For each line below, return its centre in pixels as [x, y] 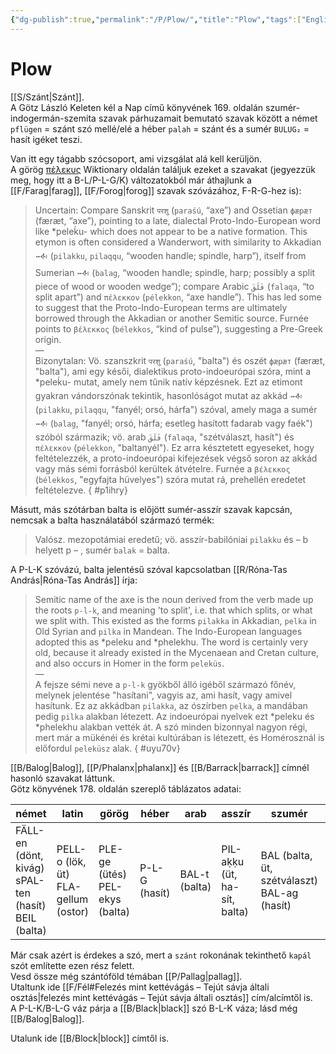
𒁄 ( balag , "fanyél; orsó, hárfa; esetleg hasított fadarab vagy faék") [173, 423]
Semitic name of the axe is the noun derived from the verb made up [174, 599]
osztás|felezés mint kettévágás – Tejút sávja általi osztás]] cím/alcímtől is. [161, 997]
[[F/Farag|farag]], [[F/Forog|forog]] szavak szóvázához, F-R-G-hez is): [156, 190]
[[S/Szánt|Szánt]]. [47, 97]
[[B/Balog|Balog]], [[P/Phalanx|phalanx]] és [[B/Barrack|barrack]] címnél [160, 767]
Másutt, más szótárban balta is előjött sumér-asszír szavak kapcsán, [151, 509]
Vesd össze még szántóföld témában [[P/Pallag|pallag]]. [126, 976]
